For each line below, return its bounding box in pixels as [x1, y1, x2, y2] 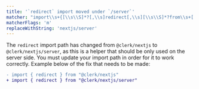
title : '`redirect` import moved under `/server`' [6, 8, 135, 15]
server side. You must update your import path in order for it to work [6, 54, 174, 61]
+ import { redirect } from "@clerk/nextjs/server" [6, 78, 137, 84]
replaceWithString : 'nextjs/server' [6, 25, 97, 31]
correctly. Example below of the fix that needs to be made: [6, 61, 151, 68]
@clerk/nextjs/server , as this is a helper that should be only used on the [6, 48, 185, 55]
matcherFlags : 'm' [6, 20, 52, 26]
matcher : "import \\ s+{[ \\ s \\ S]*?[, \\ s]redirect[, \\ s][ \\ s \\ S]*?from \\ [6, 14, 186, 20]
